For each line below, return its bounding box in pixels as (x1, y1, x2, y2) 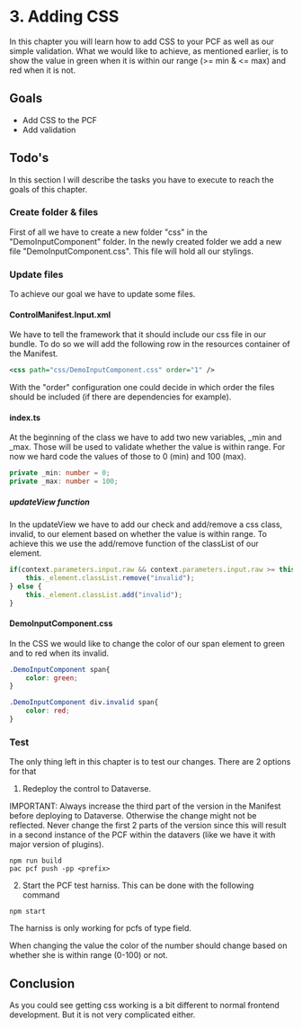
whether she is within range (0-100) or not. (9, 950, 168, 961)
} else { (9, 582, 42, 591)
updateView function (9, 497, 90, 507)
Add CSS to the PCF (22, 114, 97, 125)
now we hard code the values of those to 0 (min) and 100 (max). (9, 452, 247, 462)
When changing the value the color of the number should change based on (9, 940, 288, 951)
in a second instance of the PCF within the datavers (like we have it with (9, 829, 276, 840)
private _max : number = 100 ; (9, 477, 119, 487)
